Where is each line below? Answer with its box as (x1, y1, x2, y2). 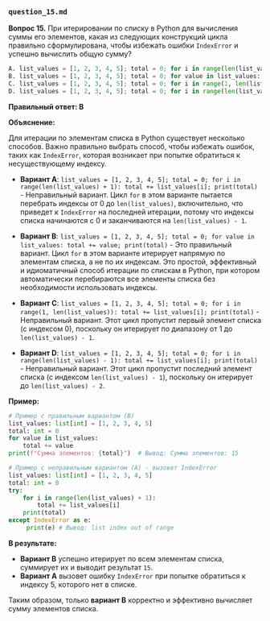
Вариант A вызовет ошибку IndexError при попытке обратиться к (19, 571, 247, 581)
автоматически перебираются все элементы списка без (19, 274, 215, 284)
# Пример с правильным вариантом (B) (8, 412, 135, 420)
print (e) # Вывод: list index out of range (26, 524, 174, 532)
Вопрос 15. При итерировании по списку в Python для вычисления (8, 23, 239, 33)
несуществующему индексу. (8, 159, 107, 168)
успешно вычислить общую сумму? (8, 49, 133, 59)
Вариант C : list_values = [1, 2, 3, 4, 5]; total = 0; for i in (19, 298, 241, 308)
